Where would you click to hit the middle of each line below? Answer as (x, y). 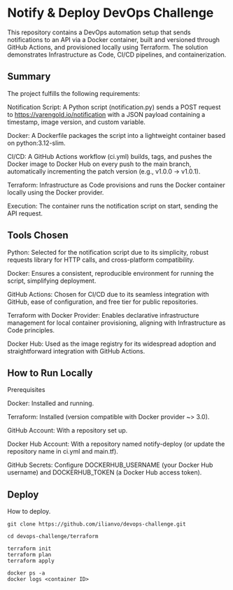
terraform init (29, 549)
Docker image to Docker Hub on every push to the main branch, (99, 164)
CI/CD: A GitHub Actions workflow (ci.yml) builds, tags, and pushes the (110, 156)
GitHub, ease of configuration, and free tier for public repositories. (103, 302)
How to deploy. (29, 512)
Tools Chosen (38, 236)
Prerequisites (26, 390)
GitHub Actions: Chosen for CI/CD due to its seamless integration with (108, 294)
